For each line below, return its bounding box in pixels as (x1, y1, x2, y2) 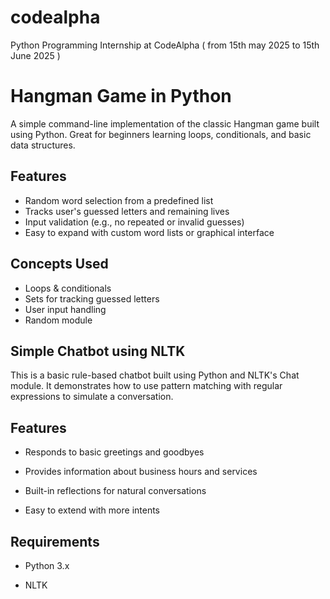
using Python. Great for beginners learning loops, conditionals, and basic (10, 128, 312, 140)
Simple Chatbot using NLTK (10, 342, 186, 360)
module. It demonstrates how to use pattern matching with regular (10, 380, 283, 392)
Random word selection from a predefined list (24, 194, 214, 206)
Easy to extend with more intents (24, 504, 161, 516)
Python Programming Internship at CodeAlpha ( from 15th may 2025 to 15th (10, 39, 320, 51)
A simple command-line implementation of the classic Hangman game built (10, 117, 320, 130)
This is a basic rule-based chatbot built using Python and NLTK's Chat (10, 369, 300, 381)
